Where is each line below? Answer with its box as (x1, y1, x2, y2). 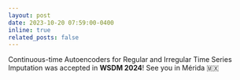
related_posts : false (8, 33, 79, 42)
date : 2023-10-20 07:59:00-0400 (8, 19, 114, 27)
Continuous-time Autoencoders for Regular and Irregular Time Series (8, 55, 232, 64)
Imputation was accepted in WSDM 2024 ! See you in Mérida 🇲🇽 (8, 64, 220, 73)
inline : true (8, 26, 51, 34)
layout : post (8, 11, 51, 20)
